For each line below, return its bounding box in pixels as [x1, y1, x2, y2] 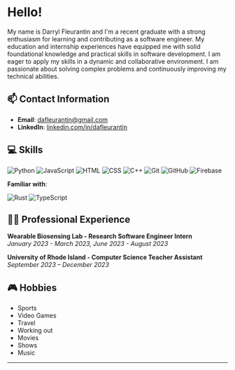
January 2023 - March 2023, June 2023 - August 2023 [7, 240, 169, 248]
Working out [17, 327, 53, 335]
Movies [17, 334, 39, 342]
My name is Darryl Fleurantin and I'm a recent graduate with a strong [7, 27, 206, 36]
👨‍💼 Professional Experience [7, 213, 131, 225]
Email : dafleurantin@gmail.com [17, 115, 108, 123]
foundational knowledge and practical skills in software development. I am [7, 50, 221, 58]
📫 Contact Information [7, 93, 110, 105]
